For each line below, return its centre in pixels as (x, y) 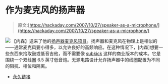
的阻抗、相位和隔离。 (27, 66)
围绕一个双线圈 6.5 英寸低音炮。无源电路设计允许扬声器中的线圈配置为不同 (83, 59)
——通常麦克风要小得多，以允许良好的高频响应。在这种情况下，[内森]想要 (82, 47)
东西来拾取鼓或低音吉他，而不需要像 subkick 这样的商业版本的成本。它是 (85, 53)
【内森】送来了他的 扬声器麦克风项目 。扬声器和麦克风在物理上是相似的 (84, 41)
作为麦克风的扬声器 (45, 10)
